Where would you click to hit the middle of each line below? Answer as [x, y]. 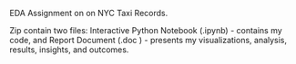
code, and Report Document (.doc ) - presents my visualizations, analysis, [148, 40]
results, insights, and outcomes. [69, 50]
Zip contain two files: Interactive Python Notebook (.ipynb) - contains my [146, 30]
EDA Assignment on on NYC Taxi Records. [89, 13]
